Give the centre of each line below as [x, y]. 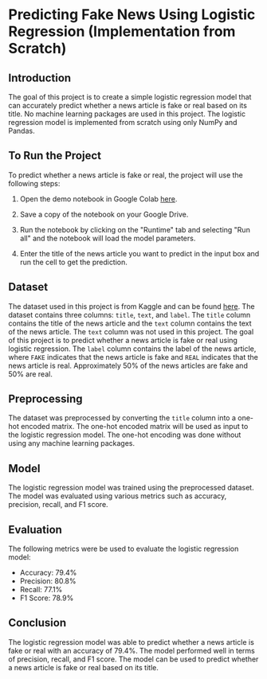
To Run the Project [55, 156]
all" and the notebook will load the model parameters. [108, 238]
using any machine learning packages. [72, 443]
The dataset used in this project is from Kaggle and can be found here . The [132, 306]
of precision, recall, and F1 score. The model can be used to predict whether [133, 659]
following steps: [34, 183]
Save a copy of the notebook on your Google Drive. [104, 214]
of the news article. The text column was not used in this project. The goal [131, 331]
